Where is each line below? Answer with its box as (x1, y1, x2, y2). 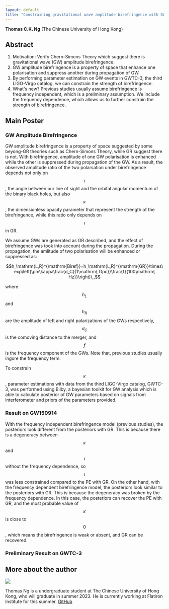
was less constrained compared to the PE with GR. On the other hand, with (5, 479, 160, 485)
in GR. (5, 227, 18, 234)
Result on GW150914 (5, 410, 57, 417)
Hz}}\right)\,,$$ (68, 274, 101, 280)
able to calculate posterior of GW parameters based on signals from (5, 392, 146, 398)
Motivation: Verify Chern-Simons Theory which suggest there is (12, 54, 145, 60)
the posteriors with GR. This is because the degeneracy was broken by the (5, 489, 160, 496)
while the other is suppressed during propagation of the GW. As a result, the (5, 159, 163, 165)
